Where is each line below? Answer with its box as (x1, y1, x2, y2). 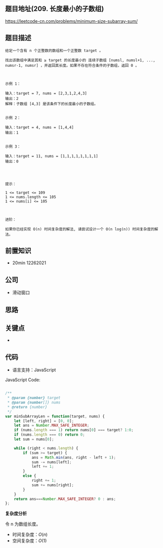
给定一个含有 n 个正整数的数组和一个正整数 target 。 (5, 48, 103, 53)
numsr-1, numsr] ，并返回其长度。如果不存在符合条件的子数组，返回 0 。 (5, 63, 139, 68)
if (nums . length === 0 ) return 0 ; (14, 432, 85, 437)
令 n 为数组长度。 (5, 521, 41, 527)
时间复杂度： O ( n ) (12, 532, 48, 538)
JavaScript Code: (5, 377, 41, 383)
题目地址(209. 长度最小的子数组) (5, 4, 104, 13)
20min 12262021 (12, 260, 46, 266)
